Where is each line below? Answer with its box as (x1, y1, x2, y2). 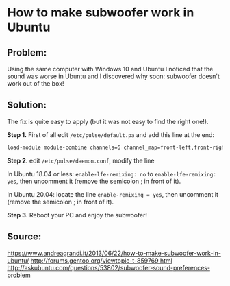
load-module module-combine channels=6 (7, 144, 121, 151)
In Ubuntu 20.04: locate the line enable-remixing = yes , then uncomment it (7, 190, 219, 198)
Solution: (7, 99, 47, 111)
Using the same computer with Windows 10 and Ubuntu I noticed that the (7, 65, 214, 73)
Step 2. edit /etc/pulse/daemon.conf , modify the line (7, 156, 155, 165)
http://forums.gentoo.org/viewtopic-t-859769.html (30, 256, 172, 265)
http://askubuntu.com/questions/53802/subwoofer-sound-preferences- (7, 263, 211, 272)
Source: (7, 231, 42, 243)
